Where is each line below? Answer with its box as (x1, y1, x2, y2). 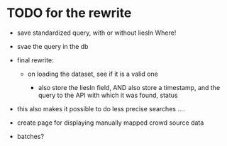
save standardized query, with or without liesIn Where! (16, 28, 177, 37)
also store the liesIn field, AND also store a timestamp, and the (38, 83, 221, 91)
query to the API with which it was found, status (38, 91, 178, 99)
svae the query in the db (16, 42, 89, 50)
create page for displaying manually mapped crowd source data (16, 118, 204, 127)
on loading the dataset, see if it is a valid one (27, 69, 159, 78)
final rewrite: (16, 55, 54, 64)
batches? (16, 132, 44, 140)
